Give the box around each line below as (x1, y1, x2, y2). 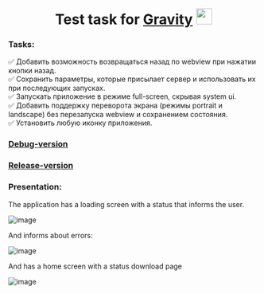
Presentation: (8, 182, 62, 193)
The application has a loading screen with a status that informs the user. (8, 199, 245, 209)
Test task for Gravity (55, 10, 193, 29)
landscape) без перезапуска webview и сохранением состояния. (8, 110, 228, 120)
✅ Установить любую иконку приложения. (8, 118, 153, 127)
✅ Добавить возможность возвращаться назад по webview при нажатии (8, 57, 257, 67)
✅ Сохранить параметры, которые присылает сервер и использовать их (8, 74, 256, 84)
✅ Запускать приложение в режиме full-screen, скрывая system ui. (8, 92, 237, 101)
